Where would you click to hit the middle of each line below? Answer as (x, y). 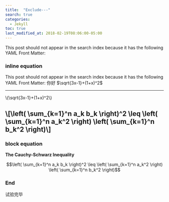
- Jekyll (19, 24)
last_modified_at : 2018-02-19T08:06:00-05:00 (54, 33)
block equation (24, 144)
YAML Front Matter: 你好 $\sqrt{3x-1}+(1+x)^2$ (54, 83)
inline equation (24, 66)
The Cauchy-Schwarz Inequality (40, 155)
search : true (19, 15)
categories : (18, 19)
